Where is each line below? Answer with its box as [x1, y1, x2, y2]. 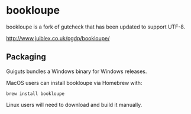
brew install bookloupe [6, 90, 65, 97]
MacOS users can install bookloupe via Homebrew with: [6, 79, 143, 86]
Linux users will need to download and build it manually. [6, 101, 143, 108]
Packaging [6, 52, 46, 62]
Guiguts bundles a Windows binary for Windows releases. [6, 68, 147, 75]
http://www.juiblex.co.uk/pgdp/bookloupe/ [6, 34, 110, 42]
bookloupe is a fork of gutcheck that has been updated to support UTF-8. [6, 23, 186, 30]
